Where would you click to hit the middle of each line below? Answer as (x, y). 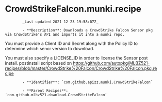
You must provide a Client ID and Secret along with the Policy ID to (72, 43)
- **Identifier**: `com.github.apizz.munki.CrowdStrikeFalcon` (88, 82)
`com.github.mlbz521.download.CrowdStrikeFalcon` (56, 95)
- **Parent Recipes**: (45, 90)
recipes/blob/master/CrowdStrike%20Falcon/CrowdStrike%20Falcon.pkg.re (81, 68)
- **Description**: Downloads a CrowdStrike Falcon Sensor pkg (88, 30)
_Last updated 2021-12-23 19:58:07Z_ (60, 22)
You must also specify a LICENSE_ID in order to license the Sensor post (76, 58)
